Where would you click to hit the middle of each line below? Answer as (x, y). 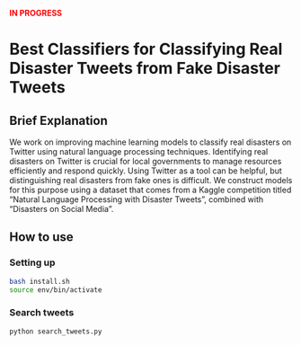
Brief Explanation (58, 120)
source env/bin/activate (56, 290)
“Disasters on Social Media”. (62, 209)
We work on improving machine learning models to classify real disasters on (150, 142)
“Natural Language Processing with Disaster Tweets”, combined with (136, 199)
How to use (41, 237)
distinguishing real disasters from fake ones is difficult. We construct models (151, 180)
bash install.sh (40, 281)
